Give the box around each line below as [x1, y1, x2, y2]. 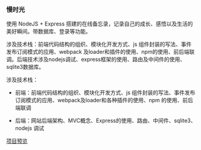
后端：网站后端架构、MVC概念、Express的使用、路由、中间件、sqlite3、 [14, 117, 196, 125]
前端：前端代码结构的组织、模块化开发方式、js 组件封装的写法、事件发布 [14, 89, 196, 96]
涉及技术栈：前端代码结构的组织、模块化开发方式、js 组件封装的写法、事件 [6, 41, 192, 48]
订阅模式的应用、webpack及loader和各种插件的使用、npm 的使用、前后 [14, 97, 193, 104]
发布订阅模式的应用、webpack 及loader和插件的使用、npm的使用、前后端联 [6, 48, 195, 56]
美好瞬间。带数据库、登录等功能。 [6, 28, 91, 35]
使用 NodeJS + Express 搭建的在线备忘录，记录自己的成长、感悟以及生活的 [6, 20, 193, 28]
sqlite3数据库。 [6, 64, 44, 71]
